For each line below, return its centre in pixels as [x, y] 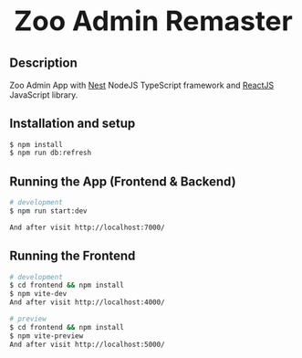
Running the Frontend [73, 256]
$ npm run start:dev [49, 211]
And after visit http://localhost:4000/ [88, 302]
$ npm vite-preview [47, 336]
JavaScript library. [44, 95]
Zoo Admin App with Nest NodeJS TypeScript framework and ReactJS [142, 85]
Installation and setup [73, 124]
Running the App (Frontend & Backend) [123, 181]
